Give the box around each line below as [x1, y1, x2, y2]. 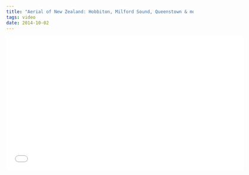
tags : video [6, 14, 36, 20]
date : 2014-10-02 [6, 20, 49, 26]
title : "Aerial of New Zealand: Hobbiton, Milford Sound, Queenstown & [6, 8, 187, 15]
